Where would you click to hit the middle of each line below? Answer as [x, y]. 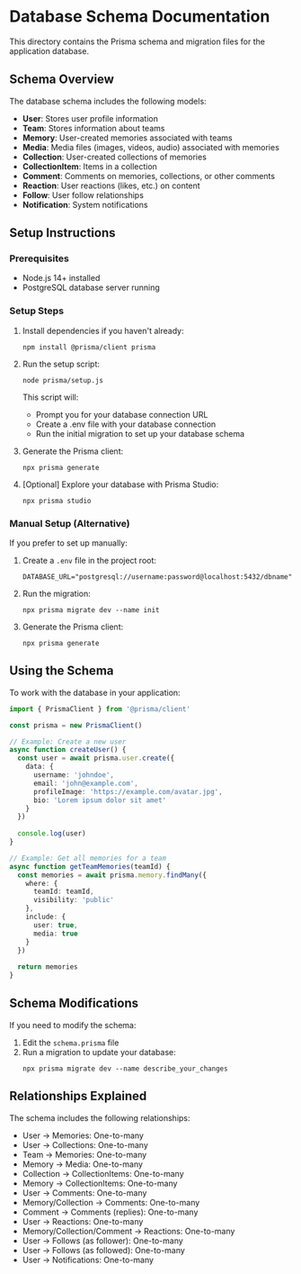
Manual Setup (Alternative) [70, 523]
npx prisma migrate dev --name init [91, 610]
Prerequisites [39, 258]
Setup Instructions [62, 233]
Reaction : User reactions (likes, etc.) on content [111, 185]
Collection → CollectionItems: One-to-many [103, 1173]
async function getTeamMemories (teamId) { [90, 866]
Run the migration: [57, 594]
